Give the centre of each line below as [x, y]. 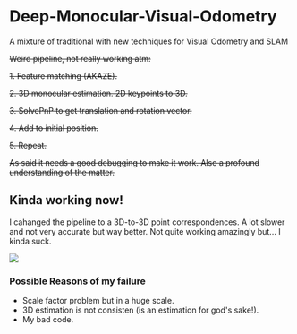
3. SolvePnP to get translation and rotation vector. [101, 110]
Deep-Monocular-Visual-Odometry [143, 17]
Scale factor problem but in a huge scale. [98, 301]
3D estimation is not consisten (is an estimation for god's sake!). [140, 310]
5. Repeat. [28, 145]
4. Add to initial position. [54, 128]
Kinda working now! [66, 200]
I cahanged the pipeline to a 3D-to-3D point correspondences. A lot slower [147, 222]
